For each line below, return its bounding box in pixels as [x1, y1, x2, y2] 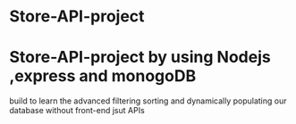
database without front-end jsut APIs [9, 105, 145, 116]
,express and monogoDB [9, 66, 197, 87]
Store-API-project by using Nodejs [9, 47, 271, 68]
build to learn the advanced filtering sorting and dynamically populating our [9, 95, 288, 106]
